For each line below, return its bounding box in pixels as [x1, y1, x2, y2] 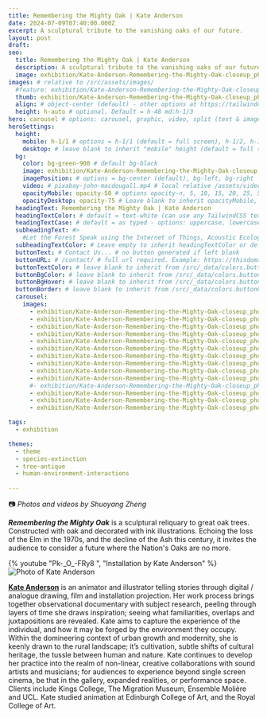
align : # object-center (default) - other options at [15, 100, 197, 108]
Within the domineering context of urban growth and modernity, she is [8, 634, 238, 642]
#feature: [15, 85, 48, 94]
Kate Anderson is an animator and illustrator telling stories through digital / [8, 583, 253, 591]
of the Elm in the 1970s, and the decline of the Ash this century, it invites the [8, 535, 257, 544]
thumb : [15, 93, 37, 101]
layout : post [8, 33, 52, 42]
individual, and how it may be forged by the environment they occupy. [8, 625, 237, 634]
